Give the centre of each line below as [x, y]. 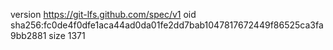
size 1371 [67, 35]
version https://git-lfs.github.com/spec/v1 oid [103, 14]
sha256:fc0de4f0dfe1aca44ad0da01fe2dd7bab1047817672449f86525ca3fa [167, 25]
